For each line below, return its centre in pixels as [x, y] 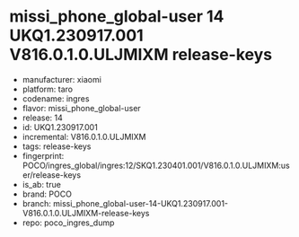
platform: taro [48, 89]
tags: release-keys [57, 146]
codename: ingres [56, 98]
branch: [37, 203]
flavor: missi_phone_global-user [81, 108]
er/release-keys [52, 175]
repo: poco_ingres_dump [68, 223]
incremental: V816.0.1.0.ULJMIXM [84, 136]
